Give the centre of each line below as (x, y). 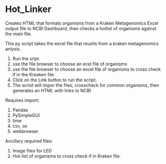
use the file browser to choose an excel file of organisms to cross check (86, 69)
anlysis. (13, 49)
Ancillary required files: (29, 141)
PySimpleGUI (26, 115)
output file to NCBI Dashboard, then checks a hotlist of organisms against (81, 28)
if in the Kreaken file (33, 74)
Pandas (20, 110)
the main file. (18, 34)
